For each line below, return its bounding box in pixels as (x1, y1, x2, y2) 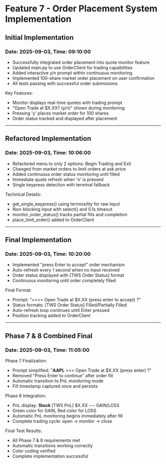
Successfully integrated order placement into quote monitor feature (12, 59, 150, 65)
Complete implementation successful (12, 453, 88, 459)
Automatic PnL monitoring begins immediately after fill (12, 412, 123, 419)
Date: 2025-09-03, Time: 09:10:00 (5, 48, 91, 55)
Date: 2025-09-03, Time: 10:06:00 (5, 149, 91, 156)
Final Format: (5, 287, 32, 293)
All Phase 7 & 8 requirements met (12, 437, 81, 443)
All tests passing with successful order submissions (12, 80, 118, 86)
